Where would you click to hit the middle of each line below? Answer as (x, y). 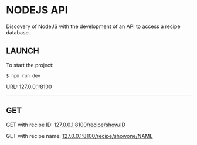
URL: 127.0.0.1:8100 (29, 87)
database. (18, 32)
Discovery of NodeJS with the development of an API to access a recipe (93, 26)
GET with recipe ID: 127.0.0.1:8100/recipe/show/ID (66, 125)
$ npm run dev (23, 76)
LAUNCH (23, 51)
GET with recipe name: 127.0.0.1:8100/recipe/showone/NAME (80, 136)
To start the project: (30, 65)
